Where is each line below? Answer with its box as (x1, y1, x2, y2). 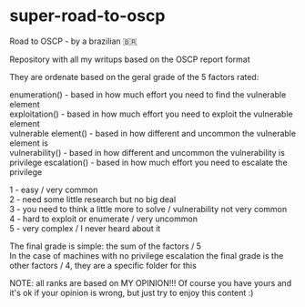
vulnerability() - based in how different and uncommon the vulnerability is (9, 147, 285, 158)
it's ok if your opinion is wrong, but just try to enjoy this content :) (9, 287, 254, 298)
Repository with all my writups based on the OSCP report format (9, 54, 250, 65)
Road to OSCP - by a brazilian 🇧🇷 (9, 36, 138, 46)
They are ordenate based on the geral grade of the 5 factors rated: (9, 71, 259, 82)
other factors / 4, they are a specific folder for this (9, 260, 198, 271)
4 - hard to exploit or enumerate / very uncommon (9, 213, 198, 224)
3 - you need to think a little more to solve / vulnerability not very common (9, 203, 288, 214)
